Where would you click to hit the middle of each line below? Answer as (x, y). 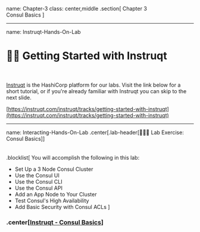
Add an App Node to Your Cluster (56, 194)
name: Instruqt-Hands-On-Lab (44, 32)
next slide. (19, 97)
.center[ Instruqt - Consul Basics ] (55, 222)
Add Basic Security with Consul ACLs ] (62, 206)
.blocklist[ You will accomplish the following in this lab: (73, 157)
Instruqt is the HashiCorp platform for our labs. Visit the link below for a (93, 85)
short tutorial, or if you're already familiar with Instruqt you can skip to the (96, 91)
